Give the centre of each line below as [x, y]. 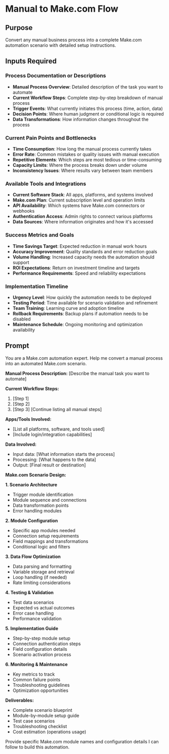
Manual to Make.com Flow [62, 9]
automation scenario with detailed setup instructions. [61, 45]
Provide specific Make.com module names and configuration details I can [82, 741]
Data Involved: [21, 444]
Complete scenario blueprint [42, 710]
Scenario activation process [42, 654]
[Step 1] [21, 398]
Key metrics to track [33, 674]
